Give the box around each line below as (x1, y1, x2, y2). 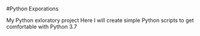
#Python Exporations (6, 5, 59, 12)
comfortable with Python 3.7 (6, 23, 78, 30)
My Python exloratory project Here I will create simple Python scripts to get (6, 17, 194, 23)
